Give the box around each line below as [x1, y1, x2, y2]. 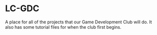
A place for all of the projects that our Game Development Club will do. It [5, 19, 152, 25]
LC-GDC [5, 3, 39, 14]
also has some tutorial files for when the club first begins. [5, 24, 122, 30]
